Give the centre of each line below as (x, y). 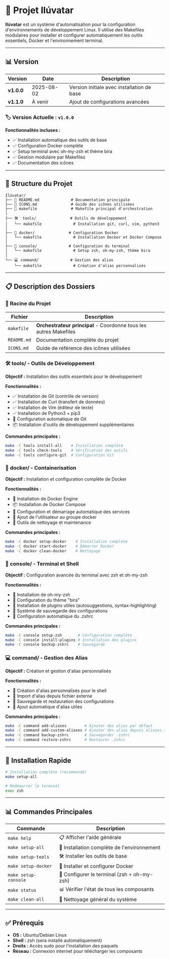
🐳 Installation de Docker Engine (45, 498)
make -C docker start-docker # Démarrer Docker (60, 546)
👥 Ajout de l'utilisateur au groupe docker (55, 517)
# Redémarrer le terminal (32, 786)
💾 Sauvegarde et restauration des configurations (63, 701)
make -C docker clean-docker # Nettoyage (53, 551)
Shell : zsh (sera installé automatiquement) (57, 941)
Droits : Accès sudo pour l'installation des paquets (65, 946)
